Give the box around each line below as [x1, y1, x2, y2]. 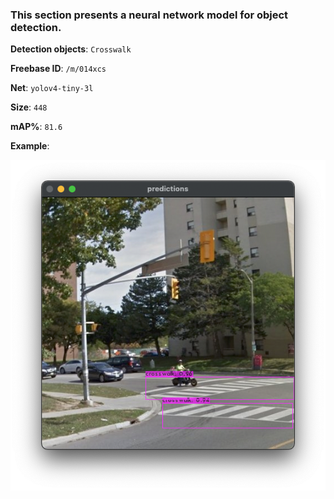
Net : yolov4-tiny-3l [10, 82, 94, 94]
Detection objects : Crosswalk [10, 43, 132, 55]
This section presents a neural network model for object [10, 8, 289, 22]
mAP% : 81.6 [10, 121, 63, 133]
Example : [10, 140, 50, 152]
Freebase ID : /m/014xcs [10, 63, 107, 75]
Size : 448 [10, 101, 48, 113]
